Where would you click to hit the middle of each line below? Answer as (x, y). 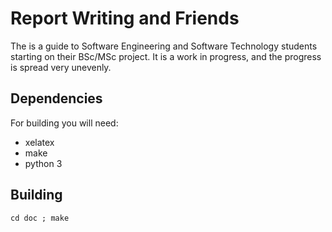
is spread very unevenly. (61, 67)
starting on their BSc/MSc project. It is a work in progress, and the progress (166, 56)
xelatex (39, 142)
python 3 (43, 163)
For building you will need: (64, 123)
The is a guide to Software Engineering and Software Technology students (164, 46)
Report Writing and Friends (125, 18)
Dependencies (56, 98)
